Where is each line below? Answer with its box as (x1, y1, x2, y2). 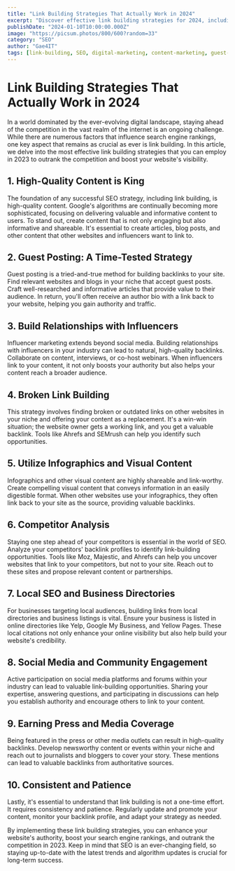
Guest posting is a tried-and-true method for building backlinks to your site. (7, 270, 225, 278)
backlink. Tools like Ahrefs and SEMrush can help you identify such (7, 430, 201, 438)
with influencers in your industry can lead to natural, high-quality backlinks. (7, 346, 225, 355)
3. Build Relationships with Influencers (7, 320, 178, 332)
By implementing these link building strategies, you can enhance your (7, 825, 208, 835)
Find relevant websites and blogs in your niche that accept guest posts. (7, 278, 213, 286)
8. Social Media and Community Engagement (7, 656, 208, 668)
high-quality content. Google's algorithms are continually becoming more (7, 201, 218, 210)
